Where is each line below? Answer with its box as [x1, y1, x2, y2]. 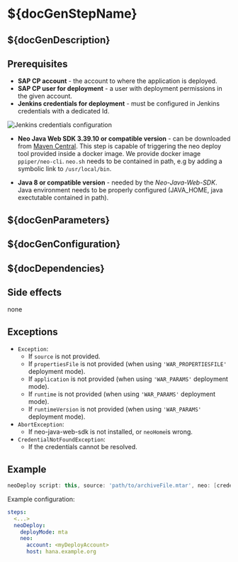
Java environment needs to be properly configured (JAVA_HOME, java [17, 186, 223, 194]
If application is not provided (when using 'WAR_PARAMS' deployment [28, 375, 229, 383]
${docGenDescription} [7, 34, 110, 46]
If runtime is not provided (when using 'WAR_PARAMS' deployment [28, 390, 216, 399]
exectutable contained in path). [17, 194, 109, 202]
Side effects [7, 286, 62, 298]
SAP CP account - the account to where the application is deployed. [17, 77, 217, 85]
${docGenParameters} [7, 214, 110, 226]
